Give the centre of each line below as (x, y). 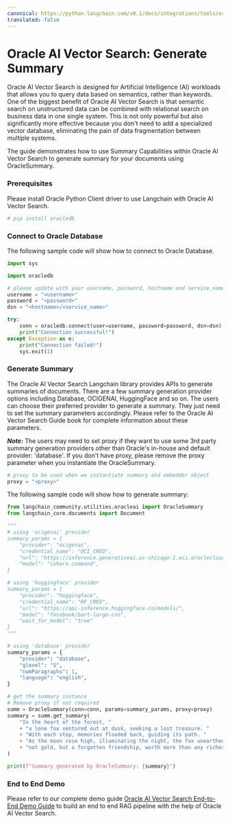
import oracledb (30, 276)
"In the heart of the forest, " (65, 722)
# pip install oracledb (41, 218)
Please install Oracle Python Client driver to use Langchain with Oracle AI (110, 199)
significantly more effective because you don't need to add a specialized (110, 123)
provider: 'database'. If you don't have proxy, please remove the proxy (106, 455)
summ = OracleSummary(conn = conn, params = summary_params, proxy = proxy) (110, 709)
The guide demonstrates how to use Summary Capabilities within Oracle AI (113, 151)
